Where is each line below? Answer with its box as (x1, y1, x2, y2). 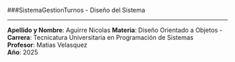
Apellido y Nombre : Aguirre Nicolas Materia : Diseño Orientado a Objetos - (7, 26, 222, 34)
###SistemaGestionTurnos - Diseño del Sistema (7, 6, 145, 14)
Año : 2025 (7, 48, 38, 56)
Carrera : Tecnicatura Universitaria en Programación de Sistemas (7, 33, 194, 41)
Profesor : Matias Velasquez (7, 41, 87, 49)
